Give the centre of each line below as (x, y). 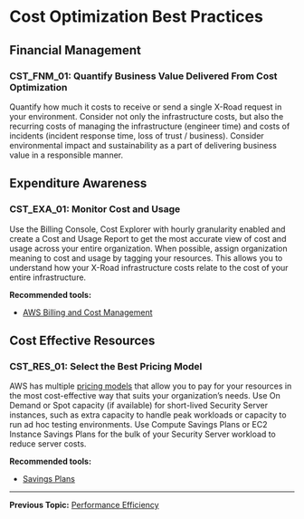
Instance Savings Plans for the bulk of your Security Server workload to (142, 434)
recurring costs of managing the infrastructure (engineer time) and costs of (150, 126)
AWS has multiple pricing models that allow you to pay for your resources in (151, 386)
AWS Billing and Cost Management (87, 312)
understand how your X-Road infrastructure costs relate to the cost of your (149, 267)
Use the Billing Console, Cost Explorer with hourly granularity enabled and (147, 229)
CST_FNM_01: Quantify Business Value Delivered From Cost (143, 76)
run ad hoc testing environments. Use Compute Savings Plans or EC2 (139, 425)
